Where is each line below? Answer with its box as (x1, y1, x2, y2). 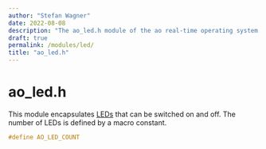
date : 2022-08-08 (8, 19, 66, 27)
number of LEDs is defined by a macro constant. (8, 117, 167, 127)
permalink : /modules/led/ (8, 41, 94, 49)
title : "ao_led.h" (8, 49, 69, 57)
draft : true (8, 33, 48, 42)
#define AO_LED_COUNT (8, 133, 80, 141)
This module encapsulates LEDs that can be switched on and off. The (8, 109, 237, 119)
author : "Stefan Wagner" (8, 11, 91, 20)
